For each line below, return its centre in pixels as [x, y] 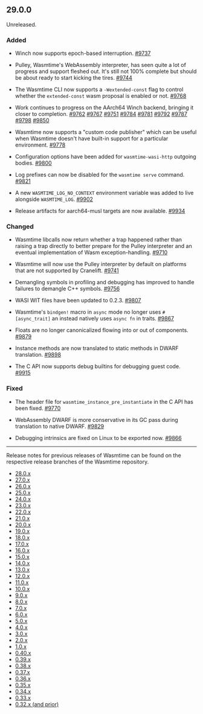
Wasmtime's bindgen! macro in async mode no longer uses [88, 312]
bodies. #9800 [34, 163]
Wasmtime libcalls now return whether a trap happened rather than [98, 240]
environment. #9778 [40, 145]
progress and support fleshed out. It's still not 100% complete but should [106, 71]
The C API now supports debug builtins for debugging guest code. [98, 366]
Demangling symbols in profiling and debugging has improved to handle [105, 282]
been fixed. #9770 [38, 408]
